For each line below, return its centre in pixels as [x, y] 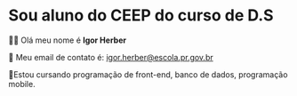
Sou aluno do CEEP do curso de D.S [141, 16]
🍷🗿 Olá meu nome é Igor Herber [67, 40]
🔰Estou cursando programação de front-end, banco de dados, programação [148, 74]
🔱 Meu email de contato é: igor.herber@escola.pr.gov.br [111, 57]
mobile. [22, 84]
